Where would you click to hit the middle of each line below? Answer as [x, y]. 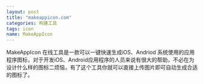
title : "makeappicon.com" [39, 18]
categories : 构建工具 [32, 23]
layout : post [23, 12]
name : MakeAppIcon [29, 34]
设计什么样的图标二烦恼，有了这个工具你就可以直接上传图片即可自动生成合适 [102, 68]
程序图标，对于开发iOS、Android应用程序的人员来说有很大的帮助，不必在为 [100, 60]
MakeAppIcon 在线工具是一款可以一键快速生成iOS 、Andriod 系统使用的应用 [101, 53]
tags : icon [20, 29]
